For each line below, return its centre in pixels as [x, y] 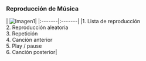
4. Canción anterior [29, 40]
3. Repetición [22, 34]
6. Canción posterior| [32, 52]
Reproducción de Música [43, 9]
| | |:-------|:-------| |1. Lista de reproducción [73, 21]
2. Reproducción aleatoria [37, 27]
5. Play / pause [24, 46]
